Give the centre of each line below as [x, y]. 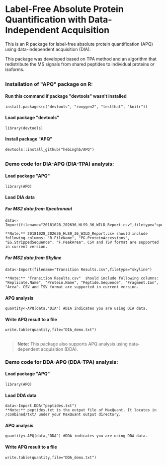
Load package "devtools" [32, 118]
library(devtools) [24, 128]
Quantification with [46, 20]
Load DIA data [20, 198]
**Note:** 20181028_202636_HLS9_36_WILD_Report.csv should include [77, 234]
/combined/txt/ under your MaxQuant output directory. [63, 415]
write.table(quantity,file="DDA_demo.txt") [51, 458]
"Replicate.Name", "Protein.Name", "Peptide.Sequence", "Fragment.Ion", [82, 283]
